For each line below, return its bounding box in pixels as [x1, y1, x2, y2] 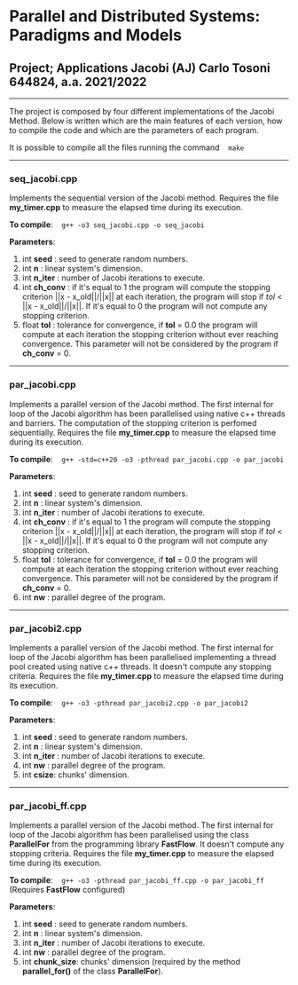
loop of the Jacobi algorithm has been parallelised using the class [9, 830, 250, 840]
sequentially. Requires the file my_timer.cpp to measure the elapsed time [9, 427, 277, 437]
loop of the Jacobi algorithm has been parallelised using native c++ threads [9, 408, 286, 419]
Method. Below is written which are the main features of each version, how [9, 115, 283, 126]
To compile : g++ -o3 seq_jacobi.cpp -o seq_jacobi [9, 219, 206, 230]
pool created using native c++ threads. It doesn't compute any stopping [9, 661, 272, 672]
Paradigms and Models [9, 25, 182, 45]
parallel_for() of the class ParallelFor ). [21, 965, 164, 977]
